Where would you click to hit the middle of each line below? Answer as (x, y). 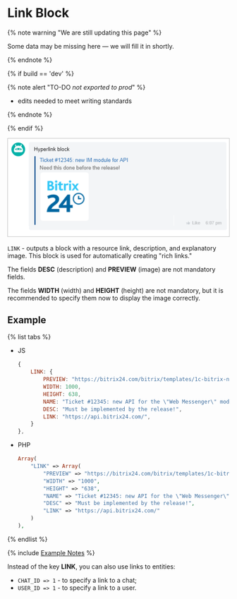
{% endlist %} (28, 539)
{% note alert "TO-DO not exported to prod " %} (77, 87)
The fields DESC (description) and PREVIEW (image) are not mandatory (111, 269)
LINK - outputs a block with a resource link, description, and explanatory (112, 248)
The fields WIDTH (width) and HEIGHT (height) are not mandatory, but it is (115, 290)
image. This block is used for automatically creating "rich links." (100, 255)
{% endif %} (25, 128)
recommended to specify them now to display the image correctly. (104, 298)
